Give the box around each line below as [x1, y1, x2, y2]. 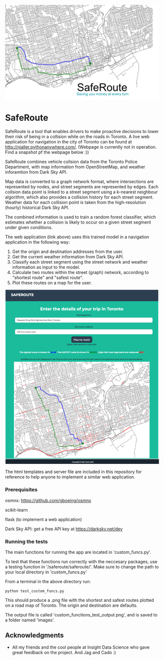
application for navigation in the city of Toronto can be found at [5, 139, 132, 145]
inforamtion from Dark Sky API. [5, 169, 67, 175]
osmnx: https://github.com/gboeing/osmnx [5, 497, 91, 503]
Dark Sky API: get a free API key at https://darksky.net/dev [5, 526, 123, 532]
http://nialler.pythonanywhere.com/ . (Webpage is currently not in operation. [5, 144, 157, 150]
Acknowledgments [5, 631, 64, 639]
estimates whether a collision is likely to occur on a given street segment [5, 219, 151, 225]
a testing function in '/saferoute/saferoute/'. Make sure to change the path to [5, 564, 159, 570]
